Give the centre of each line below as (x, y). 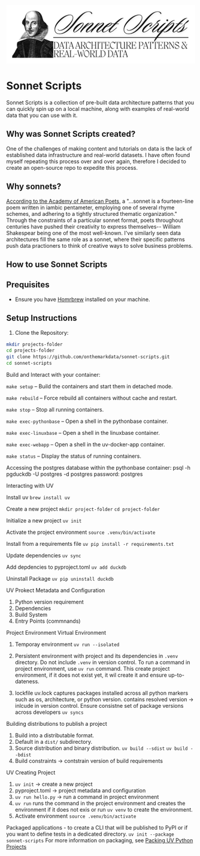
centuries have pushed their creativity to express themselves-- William (93, 226)
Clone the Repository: (42, 332)
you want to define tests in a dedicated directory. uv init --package (90, 834)
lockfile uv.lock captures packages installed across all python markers (101, 693)
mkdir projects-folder (34, 344)
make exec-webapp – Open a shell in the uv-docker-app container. (86, 444)
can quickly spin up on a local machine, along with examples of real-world (98, 109)
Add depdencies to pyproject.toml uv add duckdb (66, 567)
